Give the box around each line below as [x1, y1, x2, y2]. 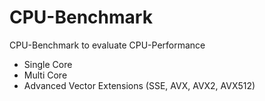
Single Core [23, 58, 73, 70]
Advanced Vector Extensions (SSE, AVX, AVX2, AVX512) [23, 79, 256, 91]
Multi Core [23, 69, 68, 81]
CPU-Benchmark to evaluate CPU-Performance [9, 39, 206, 51]
